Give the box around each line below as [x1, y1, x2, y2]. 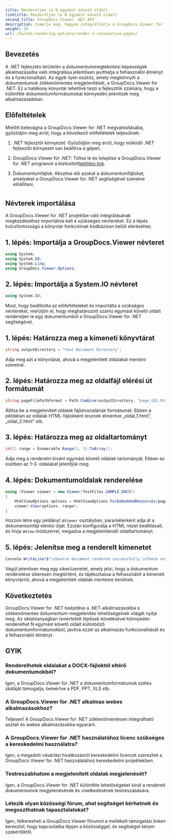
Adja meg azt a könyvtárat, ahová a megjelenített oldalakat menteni [5, 356, 146, 362]
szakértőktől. [5, 829, 33, 835]
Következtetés [5, 591, 52, 600]
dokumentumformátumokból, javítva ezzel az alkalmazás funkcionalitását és [5, 626, 165, 633]
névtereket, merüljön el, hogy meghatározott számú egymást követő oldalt [5, 308, 161, 314]
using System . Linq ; [5, 261, 47, 266]
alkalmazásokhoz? [5, 704, 52, 712]
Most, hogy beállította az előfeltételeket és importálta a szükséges [5, 303, 145, 309]
